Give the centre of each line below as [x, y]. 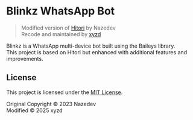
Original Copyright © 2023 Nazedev [51, 104]
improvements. [25, 58]
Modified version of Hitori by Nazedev [68, 28]
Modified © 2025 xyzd [34, 110]
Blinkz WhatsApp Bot [61, 11]
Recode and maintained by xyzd [61, 34]
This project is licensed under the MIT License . [65, 92]
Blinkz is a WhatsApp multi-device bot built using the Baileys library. [91, 46]
